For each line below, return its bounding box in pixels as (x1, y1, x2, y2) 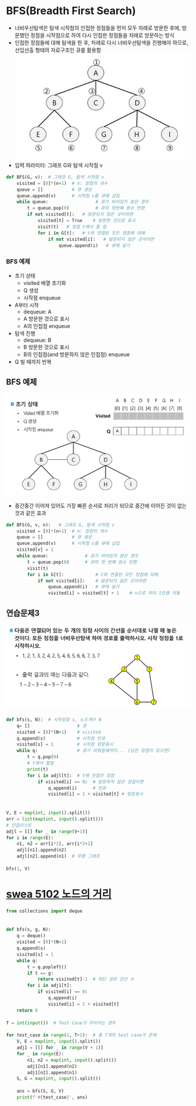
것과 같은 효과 (14, 509, 46, 516)
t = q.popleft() (27, 964, 67, 970)
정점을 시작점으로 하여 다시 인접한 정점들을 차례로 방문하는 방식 (30, 31, 175, 39)
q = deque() (16, 933, 46, 939)
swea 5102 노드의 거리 (6, 888, 112, 901)
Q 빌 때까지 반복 (14, 358, 52, 365)
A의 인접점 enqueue (23, 322, 70, 329)
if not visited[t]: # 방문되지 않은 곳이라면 (27, 211, 133, 217)
